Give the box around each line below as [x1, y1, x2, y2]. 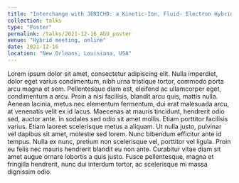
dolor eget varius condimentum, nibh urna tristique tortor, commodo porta [7, 77, 224, 85]
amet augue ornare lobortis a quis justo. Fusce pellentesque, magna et [7, 152, 214, 160]
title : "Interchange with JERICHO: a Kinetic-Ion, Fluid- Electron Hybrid [7, 10, 234, 18]
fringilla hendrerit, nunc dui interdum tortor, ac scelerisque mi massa [7, 160, 208, 168]
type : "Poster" [7, 23, 53, 30]
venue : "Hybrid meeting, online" [7, 37, 107, 44]
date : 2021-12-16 [7, 43, 59, 50]
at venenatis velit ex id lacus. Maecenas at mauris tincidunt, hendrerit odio [7, 107, 225, 116]
